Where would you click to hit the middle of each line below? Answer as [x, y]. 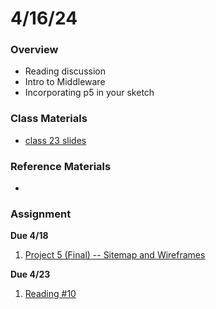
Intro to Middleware [65, 82]
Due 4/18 [29, 236]
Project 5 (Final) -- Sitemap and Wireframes [115, 255]
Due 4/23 [30, 274]
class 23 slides [55, 140]
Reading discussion [65, 71]
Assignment [41, 214]
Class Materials [49, 119]
